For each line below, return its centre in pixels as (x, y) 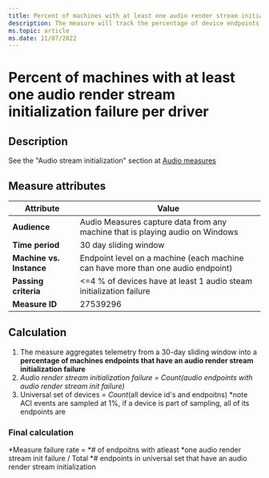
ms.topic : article (39, 30)
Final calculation (41, 432)
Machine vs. (36, 258)
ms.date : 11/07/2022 (43, 38)
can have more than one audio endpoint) (156, 268)
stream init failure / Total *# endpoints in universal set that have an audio (128, 459)
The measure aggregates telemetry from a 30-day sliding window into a (139, 352)
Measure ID (35, 304)
